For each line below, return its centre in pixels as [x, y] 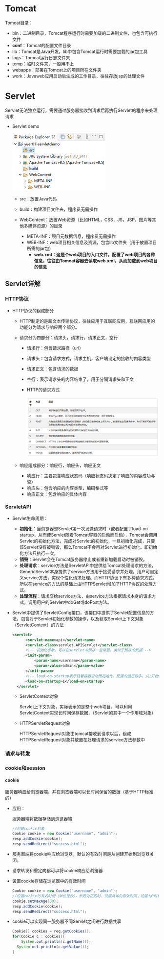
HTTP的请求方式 [43, 390]
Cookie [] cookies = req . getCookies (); [51, 932]
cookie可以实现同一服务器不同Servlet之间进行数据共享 [67, 921]
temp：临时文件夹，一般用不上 [43, 64]
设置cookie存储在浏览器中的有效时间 [49, 881]
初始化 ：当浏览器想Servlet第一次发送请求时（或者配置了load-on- [85, 529]
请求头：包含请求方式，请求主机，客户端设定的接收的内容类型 [89, 358]
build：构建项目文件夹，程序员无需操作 [59, 209]
